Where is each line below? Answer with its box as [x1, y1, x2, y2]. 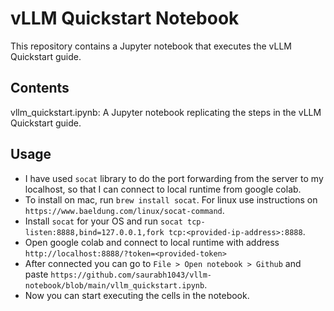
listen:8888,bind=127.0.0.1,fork [24, 227, 165, 237]
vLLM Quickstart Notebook [10, 7, 240, 30]
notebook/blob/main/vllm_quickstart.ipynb [24, 280, 205, 291]
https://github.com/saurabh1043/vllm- [50, 270, 213, 280]
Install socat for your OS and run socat [24, 215, 183, 227]
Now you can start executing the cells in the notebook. [24, 289, 250, 301]
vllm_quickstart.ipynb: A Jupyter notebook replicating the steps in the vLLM [10, 106, 322, 118]
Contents [10, 80, 70, 97]
